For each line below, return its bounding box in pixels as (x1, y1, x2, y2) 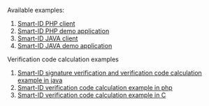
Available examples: (7, 6, 65, 14)
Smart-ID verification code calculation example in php (17, 84, 173, 91)
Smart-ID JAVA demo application (17, 42, 113, 50)
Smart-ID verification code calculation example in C (17, 91, 166, 99)
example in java (17, 76, 63, 84)
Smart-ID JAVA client (17, 34, 78, 43)
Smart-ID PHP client (17, 20, 75, 27)
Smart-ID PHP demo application (17, 27, 110, 35)
